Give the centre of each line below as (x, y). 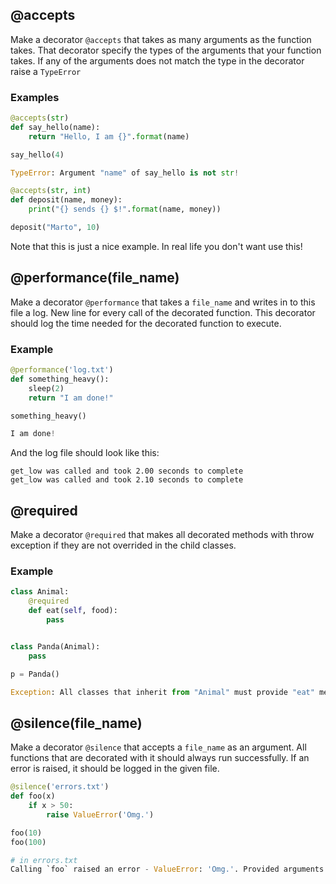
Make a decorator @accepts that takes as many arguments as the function (161, 39)
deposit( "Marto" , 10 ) (55, 228)
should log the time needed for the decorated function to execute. (146, 323)
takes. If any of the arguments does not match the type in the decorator (157, 60)
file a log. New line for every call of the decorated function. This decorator (163, 312)
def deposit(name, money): (66, 200)
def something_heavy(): (60, 379)
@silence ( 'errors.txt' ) (60, 787)
